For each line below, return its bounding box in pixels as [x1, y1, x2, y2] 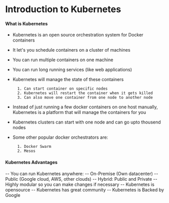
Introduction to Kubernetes [5, 4, 121, 15]
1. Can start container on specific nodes [17, 86, 108, 92]
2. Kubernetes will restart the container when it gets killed [17, 91, 153, 96]
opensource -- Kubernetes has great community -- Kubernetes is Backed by [5, 186, 164, 193]
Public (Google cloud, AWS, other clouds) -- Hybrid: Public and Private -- [5, 176, 157, 182]
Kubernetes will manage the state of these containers [12, 76, 124, 83]
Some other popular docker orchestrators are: [12, 134, 108, 140]
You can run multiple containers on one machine [12, 57, 114, 63]
